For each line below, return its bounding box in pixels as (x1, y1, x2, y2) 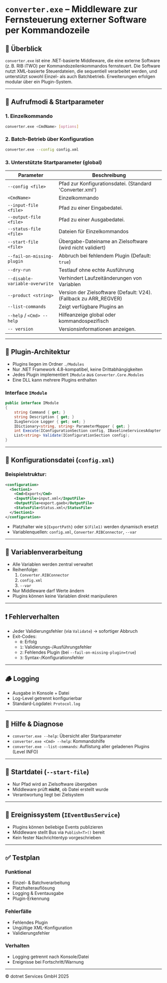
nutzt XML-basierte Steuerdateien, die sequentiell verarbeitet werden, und (5, 68, 158, 74)
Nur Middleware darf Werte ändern (12, 588, 84, 593)
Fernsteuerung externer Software (5, 14, 147, 25)
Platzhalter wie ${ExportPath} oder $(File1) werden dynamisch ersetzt (12, 523, 159, 529)
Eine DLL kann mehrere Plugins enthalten (12, 377, 97, 383)
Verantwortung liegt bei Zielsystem (12, 791, 84, 797)
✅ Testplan (5, 853, 40, 862)
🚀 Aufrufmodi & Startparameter (5, 98, 104, 106)
